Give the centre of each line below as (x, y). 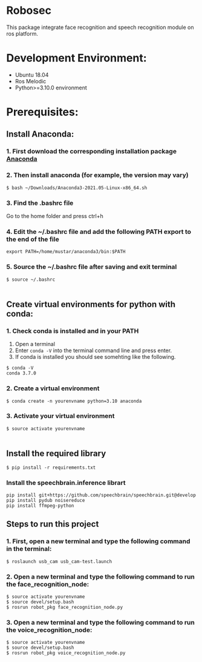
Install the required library (56, 454)
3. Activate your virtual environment (60, 416)
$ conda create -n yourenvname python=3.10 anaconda (74, 401)
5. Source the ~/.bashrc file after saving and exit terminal (92, 267)
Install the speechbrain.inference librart (66, 483)
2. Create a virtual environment (53, 388)
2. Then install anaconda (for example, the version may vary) (97, 175)
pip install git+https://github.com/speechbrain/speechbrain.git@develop (101, 495)
